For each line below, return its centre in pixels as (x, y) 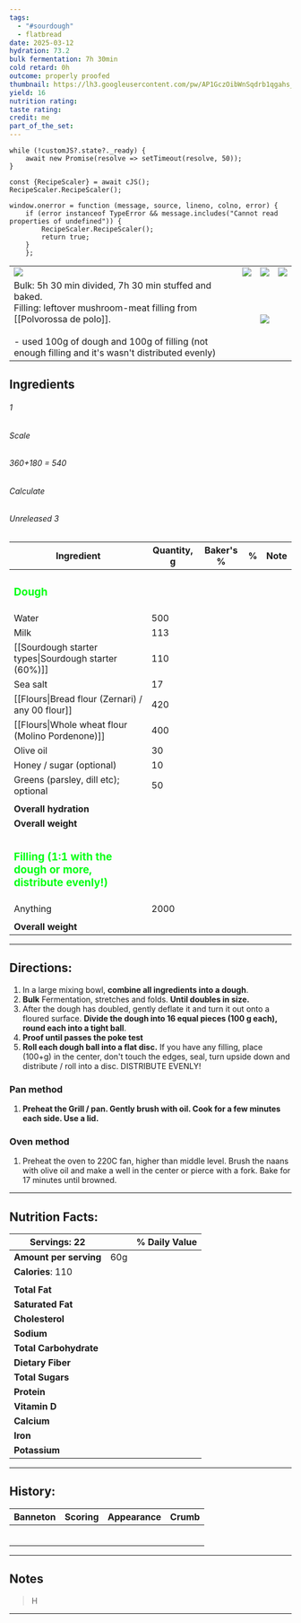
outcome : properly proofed (60, 76)
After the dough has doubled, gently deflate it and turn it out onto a (146, 1009)
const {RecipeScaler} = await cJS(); (80, 182)
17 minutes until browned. (69, 1180)
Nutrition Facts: (54, 1217)
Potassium (37, 1451)
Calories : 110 (43, 1272)
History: (33, 1491)
